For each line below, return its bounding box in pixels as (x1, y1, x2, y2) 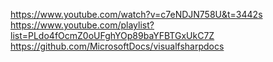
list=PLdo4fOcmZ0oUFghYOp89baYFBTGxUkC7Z (10, 30, 215, 41)
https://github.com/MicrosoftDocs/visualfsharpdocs (10, 40, 225, 52)
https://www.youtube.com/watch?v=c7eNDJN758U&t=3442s (10, 9, 263, 20)
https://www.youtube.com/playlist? (10, 19, 155, 31)
